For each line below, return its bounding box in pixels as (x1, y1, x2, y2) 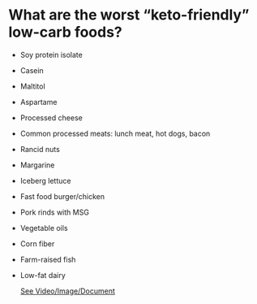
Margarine (19, 160, 55, 170)
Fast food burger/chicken (19, 191, 105, 201)
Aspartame (19, 97, 58, 106)
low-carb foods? (8, 23, 123, 41)
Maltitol (19, 81, 46, 91)
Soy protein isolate (19, 50, 83, 59)
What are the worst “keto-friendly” (8, 6, 250, 24)
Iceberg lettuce (19, 176, 71, 185)
